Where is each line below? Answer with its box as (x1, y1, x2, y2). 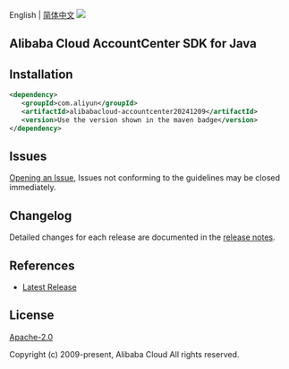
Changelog (9, 207, 72, 224)
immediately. (9, 182, 56, 193)
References (9, 258, 75, 273)
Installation (9, 66, 73, 82)
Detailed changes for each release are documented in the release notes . (9, 232, 276, 242)
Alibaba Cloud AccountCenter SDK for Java (9, 36, 257, 51)
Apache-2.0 (9, 331, 54, 342)
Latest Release (21, 282, 78, 293)
